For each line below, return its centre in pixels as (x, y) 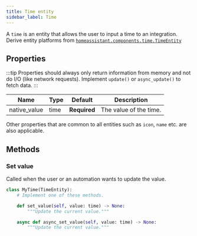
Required (82, 110)
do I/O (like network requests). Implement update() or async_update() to (93, 79)
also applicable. (25, 131)
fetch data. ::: (22, 86)
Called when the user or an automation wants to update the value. (86, 179)
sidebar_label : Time (32, 17)
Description (131, 100)
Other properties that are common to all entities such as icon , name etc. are (96, 124)
